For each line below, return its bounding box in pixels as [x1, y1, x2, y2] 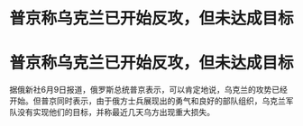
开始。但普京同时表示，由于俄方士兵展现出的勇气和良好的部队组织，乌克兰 [9, 95, 286, 106]
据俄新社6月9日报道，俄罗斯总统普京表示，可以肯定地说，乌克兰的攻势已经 [9, 85, 289, 95]
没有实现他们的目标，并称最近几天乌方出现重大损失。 [16, 107, 215, 118]
